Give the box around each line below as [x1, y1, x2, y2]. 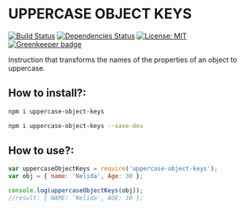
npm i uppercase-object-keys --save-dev [8, 122, 144, 130]
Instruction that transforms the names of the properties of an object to [8, 55, 238, 64]
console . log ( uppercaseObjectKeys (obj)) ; [8, 187, 144, 195]
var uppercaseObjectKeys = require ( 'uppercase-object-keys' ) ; [8, 164, 218, 173]
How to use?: [8, 144, 75, 157]
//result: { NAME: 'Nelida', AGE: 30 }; [8, 194, 144, 202]
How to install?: [8, 87, 87, 100]
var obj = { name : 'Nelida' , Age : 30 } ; [8, 172, 144, 180]
